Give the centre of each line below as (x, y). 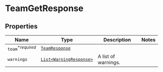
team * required (22, 48)
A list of (106, 57)
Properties (21, 26)
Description (117, 40)
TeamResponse (56, 48)
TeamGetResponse (44, 8)
